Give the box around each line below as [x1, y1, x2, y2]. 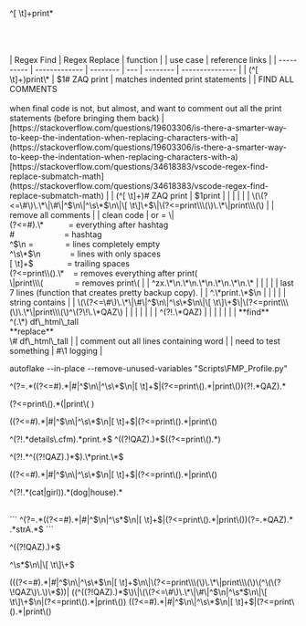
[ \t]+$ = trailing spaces [9, 258, 131, 268]
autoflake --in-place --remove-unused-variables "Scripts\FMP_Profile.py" [9, 363, 288, 373]
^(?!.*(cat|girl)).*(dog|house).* [9, 487, 123, 497]
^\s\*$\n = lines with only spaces [9, 248, 162, 259]
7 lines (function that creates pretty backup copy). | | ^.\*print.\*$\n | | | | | [9, 287, 286, 297]
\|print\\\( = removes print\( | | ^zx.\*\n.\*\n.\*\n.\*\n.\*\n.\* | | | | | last [9, 277, 294, 288]
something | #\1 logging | [9, 346, 103, 356]
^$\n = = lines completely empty [9, 239, 161, 249]
